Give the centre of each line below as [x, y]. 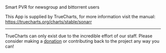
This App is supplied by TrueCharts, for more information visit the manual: [80, 16]
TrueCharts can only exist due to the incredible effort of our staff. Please [79, 36]
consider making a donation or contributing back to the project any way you [82, 41]
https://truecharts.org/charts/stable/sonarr [49, 22]
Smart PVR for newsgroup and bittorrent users [52, 7]
